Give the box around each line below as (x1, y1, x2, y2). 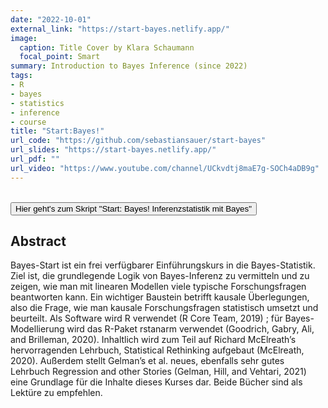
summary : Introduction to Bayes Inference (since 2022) (10, 61, 248, 71)
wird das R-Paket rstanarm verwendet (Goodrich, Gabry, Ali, (66, 323, 315, 335)
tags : (10, 71, 33, 81)
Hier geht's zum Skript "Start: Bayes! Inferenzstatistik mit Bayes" (15, 203, 252, 214)
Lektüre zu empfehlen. (10, 387, 103, 399)
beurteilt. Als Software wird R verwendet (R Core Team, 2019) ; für (10, 312, 283, 325)
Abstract (10, 233, 67, 250)
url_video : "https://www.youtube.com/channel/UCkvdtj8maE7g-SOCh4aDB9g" (10, 163, 320, 173)
